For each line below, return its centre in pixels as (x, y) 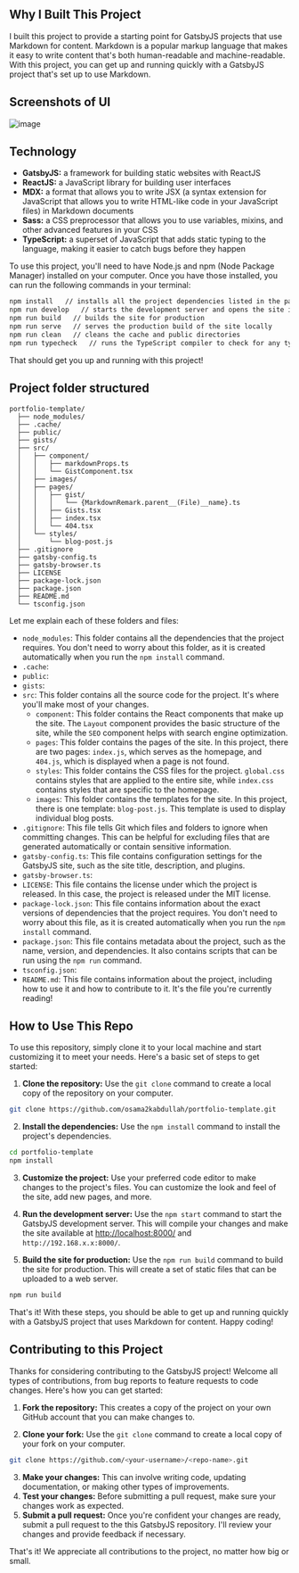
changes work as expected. (73, 1505)
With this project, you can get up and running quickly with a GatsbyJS (137, 64)
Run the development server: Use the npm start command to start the (152, 1213)
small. (20, 1561)
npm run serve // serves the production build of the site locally (141, 327)
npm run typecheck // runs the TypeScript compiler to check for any (145, 343)
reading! (37, 998)
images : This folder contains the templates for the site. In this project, (161, 799)
